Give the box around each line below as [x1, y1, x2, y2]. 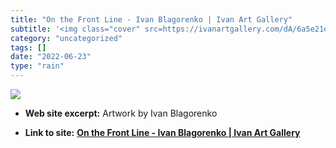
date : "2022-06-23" [10, 52, 92, 62]
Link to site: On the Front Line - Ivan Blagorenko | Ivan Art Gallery [24, 127, 301, 138]
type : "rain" [10, 61, 65, 71]
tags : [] [10, 42, 47, 53]
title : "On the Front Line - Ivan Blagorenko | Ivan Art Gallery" [10, 14, 293, 25]
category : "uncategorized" [10, 33, 123, 43]
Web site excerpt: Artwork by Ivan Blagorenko [24, 107, 218, 119]
